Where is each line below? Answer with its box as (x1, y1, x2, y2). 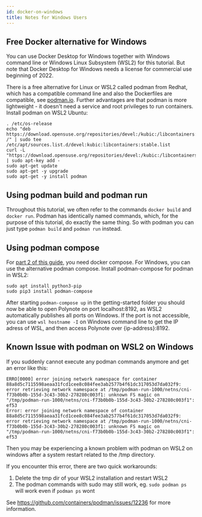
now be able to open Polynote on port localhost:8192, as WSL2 (6, 305, 162, 312)
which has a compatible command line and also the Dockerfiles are (6, 90, 173, 97)
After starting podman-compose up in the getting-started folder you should (6, 299, 185, 306)
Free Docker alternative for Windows (6, 37, 147, 47)
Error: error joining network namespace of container (6, 407, 144, 413)
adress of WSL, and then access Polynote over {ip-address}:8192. (6, 324, 170, 331)
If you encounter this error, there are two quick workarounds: (6, 462, 158, 470)
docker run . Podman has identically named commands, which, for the (6, 212, 179, 220)
